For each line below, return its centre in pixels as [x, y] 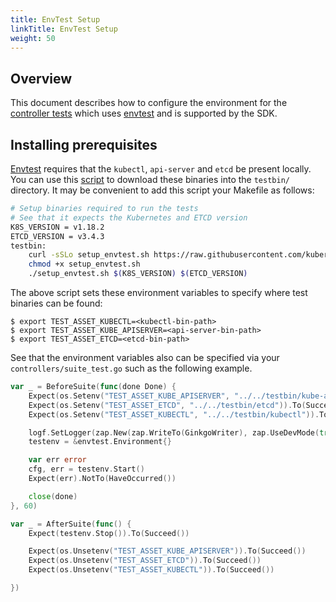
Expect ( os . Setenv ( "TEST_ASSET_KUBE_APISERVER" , [129, 396]
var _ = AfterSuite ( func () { [71, 524]
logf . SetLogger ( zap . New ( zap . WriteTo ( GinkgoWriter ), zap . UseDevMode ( [174, 432]
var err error [57, 460]
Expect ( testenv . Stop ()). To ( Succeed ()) [109, 533]
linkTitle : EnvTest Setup [64, 29]
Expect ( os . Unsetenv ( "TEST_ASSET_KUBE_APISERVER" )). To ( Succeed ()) [167, 551]
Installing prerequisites [84, 144]
